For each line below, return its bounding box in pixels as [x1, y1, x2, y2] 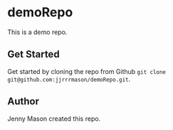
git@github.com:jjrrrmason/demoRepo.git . [7, 75, 131, 83]
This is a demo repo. [7, 28, 68, 36]
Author [7, 95, 39, 107]
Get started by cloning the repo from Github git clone [7, 67, 166, 75]
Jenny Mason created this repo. [7, 114, 101, 123]
